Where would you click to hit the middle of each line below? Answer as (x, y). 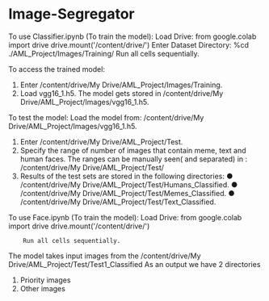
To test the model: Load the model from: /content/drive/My (106, 117)
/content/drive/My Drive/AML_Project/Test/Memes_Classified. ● (127, 193)
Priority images (45, 280)
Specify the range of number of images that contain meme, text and (133, 150)
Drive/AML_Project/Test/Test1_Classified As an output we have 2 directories (134, 264)
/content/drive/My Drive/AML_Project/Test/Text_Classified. (118, 202)
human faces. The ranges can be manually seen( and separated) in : (134, 159)
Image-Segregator (71, 14)
